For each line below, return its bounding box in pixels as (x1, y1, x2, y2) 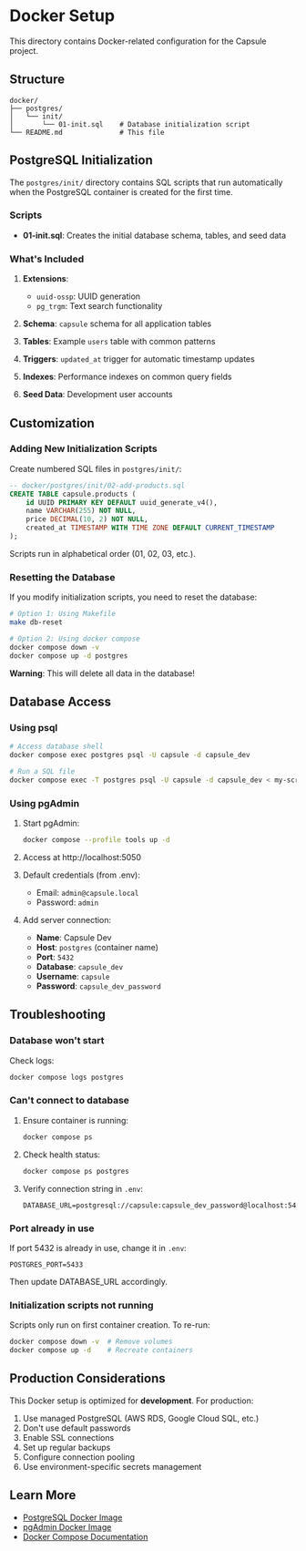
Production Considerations (9, 1371, 166, 1386)
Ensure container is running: (22, 1114, 129, 1125)
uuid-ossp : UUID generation (36, 291, 141, 302)
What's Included (9, 252, 85, 265)
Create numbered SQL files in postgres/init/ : (9, 463, 182, 474)
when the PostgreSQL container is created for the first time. (9, 186, 234, 197)
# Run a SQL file (9, 767, 76, 776)
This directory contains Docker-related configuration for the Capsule (9, 36, 267, 46)
